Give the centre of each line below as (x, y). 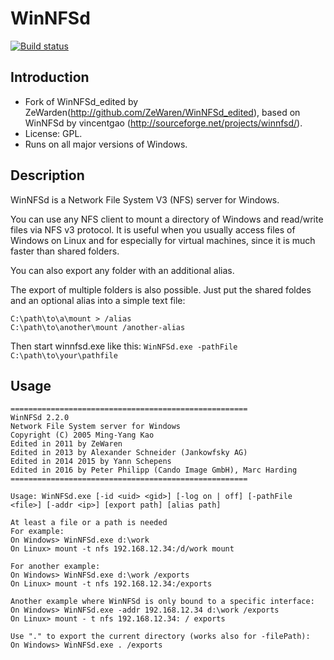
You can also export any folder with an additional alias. (122, 270)
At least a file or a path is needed (89, 523)
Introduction (50, 77)
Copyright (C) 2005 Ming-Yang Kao (82, 435)
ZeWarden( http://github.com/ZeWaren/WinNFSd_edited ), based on (162, 112)
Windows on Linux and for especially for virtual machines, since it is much (163, 240)
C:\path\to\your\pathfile (64, 355)
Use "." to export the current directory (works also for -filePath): (160, 637)
